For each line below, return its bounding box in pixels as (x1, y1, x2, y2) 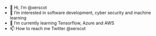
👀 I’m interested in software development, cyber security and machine (9, 10, 152, 16)
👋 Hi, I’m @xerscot (9, 5, 47, 10)
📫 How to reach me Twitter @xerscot (9, 26, 86, 31)
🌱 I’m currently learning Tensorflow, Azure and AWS (9, 20, 114, 26)
